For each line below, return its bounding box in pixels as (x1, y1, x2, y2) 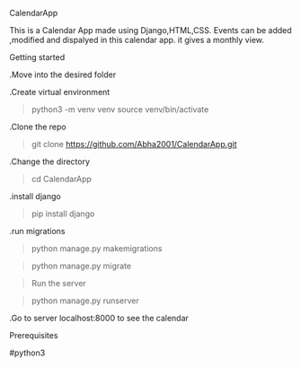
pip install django (31, 208, 95, 219)
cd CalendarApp (31, 174, 93, 184)
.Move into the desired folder (9, 69, 117, 80)
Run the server (31, 278, 87, 288)
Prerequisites (9, 330, 58, 340)
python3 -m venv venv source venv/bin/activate (31, 104, 209, 115)
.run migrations (9, 226, 66, 236)
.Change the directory (9, 156, 91, 167)
